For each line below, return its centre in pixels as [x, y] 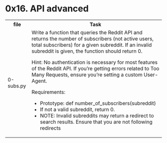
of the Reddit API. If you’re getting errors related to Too [95, 69]
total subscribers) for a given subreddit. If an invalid [92, 45]
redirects [50, 128]
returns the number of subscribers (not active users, [93, 39]
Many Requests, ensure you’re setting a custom [87, 74]
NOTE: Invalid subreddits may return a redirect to [97, 116]
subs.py [17, 86]
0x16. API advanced [47, 9]
